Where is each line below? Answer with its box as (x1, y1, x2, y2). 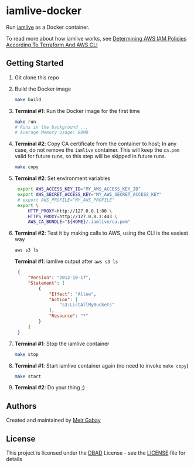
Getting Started (6, 58, 64, 68)
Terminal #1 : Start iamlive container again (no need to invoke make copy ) (14, 362, 189, 369)
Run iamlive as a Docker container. (6, 24, 90, 31)
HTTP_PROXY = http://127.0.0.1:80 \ (28, 208, 113, 214)
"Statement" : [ (28, 280, 65, 286)
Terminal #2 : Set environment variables (14, 175, 111, 182)
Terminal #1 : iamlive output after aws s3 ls (14, 258, 118, 265)
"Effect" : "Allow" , (49, 291, 97, 297)
